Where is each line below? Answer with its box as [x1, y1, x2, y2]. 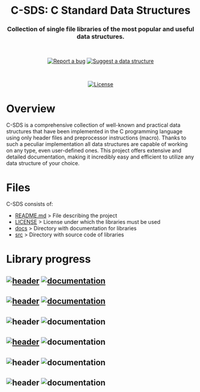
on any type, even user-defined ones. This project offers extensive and [6, 147, 181, 154]
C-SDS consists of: [6, 200, 53, 208]
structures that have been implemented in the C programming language [6, 128, 183, 135]
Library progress [6, 252, 91, 266]
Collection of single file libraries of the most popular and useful [7, 25, 195, 34]
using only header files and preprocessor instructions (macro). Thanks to [6, 134, 187, 141]
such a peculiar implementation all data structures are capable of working [6, 141, 188, 148]
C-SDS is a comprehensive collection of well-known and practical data [6, 121, 181, 129]
